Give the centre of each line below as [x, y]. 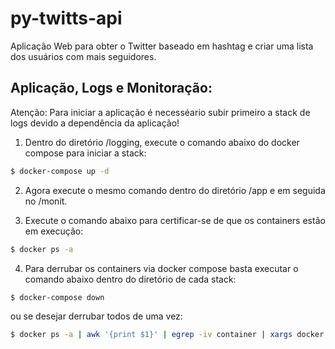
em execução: [54, 231]
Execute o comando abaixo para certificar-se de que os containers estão [175, 220]
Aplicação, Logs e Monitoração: [111, 88]
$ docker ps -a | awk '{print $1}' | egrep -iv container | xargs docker [167, 335]
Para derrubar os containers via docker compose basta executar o [161, 268]
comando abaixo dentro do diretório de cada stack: [130, 279]
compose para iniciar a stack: [85, 153]
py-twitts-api [66, 18]
